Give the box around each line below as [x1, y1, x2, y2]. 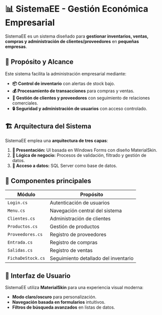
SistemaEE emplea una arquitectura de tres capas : [5, 137, 108, 144]
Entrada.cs [7, 240, 33, 245]
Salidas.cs [7, 248, 33, 253]
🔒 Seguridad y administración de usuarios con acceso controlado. [12, 105, 147, 111]
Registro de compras [49, 239, 98, 246]
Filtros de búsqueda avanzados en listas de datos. [12, 304, 116, 310]
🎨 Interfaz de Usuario [5, 272, 71, 280]
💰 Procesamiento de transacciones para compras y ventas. [12, 88, 135, 94]
